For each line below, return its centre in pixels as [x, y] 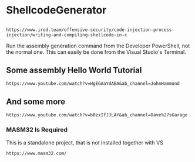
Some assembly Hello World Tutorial [74, 70]
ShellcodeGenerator [56, 10]
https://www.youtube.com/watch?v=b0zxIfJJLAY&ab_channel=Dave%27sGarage [97, 115]
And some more [36, 101]
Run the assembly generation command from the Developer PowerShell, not [98, 46]
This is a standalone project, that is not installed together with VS [85, 142]
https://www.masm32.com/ [36, 153]
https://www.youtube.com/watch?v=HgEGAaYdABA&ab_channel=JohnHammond [93, 84]
